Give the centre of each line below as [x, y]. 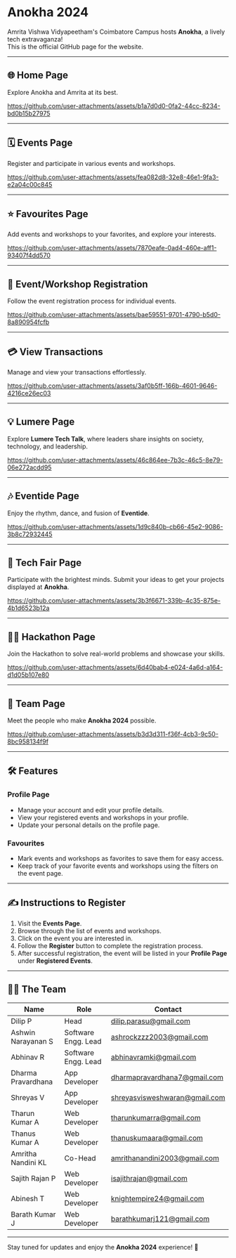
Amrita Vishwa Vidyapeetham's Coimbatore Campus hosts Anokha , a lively [116, 32]
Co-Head [80, 1158]
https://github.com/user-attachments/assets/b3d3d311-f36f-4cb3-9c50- [113, 734]
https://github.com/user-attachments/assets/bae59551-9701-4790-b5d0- [114, 315]
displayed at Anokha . [38, 587]
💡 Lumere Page [41, 422]
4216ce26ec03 [29, 393]
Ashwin [23, 1032]
